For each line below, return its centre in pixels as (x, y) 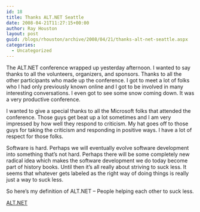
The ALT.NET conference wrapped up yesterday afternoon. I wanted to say (99, 67)
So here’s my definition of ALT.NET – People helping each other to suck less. (100, 191)
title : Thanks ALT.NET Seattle (45, 17)
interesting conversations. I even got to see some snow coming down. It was (100, 93)
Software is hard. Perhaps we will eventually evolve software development (98, 148)
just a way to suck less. (35, 179)
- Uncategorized (32, 51)
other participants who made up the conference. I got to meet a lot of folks (98, 80)
